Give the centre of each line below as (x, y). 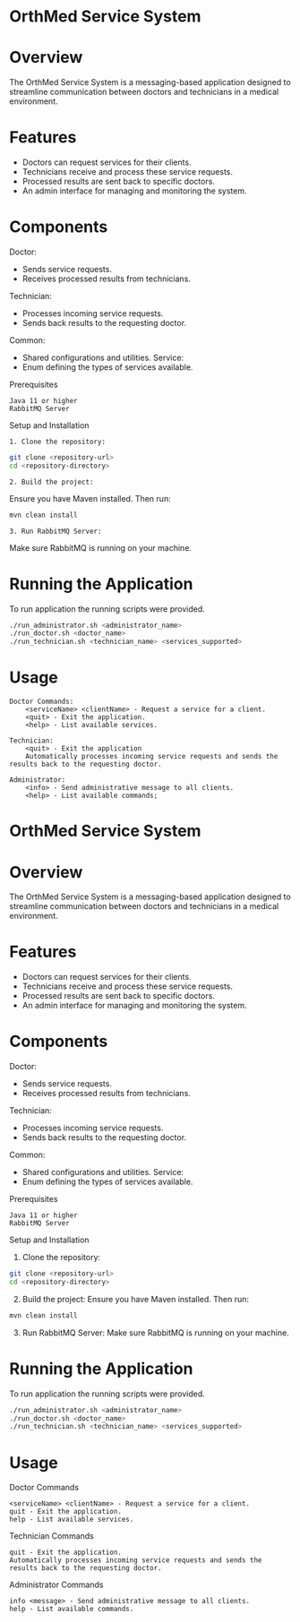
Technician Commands (51, 1536)
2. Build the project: (51, 482)
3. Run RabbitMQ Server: (56, 531)
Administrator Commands (56, 1585)
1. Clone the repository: (57, 442)
